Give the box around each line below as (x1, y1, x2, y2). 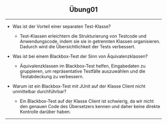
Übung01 (69, 5, 98, 14)
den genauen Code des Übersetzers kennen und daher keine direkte (19, 103, 161, 109)
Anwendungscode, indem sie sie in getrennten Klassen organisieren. (19, 38, 161, 44)
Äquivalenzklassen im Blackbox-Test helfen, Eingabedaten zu (19, 63, 146, 69)
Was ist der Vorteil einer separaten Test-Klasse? (12, 23, 111, 29)
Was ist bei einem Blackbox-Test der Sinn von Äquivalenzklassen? (12, 53, 148, 59)
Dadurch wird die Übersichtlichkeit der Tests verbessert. (19, 43, 136, 49)
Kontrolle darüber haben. (19, 109, 71, 115)
